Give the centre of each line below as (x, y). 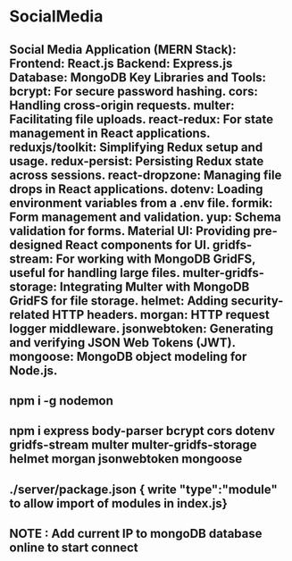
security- (257, 301)
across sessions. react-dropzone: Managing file (146, 175)
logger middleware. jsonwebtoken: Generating (142, 328)
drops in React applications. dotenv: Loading (136, 189)
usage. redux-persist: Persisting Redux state (137, 161)
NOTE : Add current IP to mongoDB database (136, 534)
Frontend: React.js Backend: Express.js (121, 63)
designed (36, 244)
